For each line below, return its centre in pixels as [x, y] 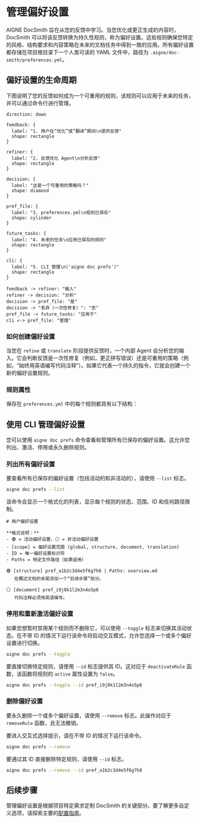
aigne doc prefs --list [36, 490]
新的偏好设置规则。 [30, 373]
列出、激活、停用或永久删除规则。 [48, 448]
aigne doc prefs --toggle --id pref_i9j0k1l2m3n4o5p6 [74, 685]
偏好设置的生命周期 [41, 80]
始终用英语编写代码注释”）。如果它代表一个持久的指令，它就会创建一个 [105, 365]
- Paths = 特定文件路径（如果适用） [46, 560]
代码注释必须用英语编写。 [41, 598]
